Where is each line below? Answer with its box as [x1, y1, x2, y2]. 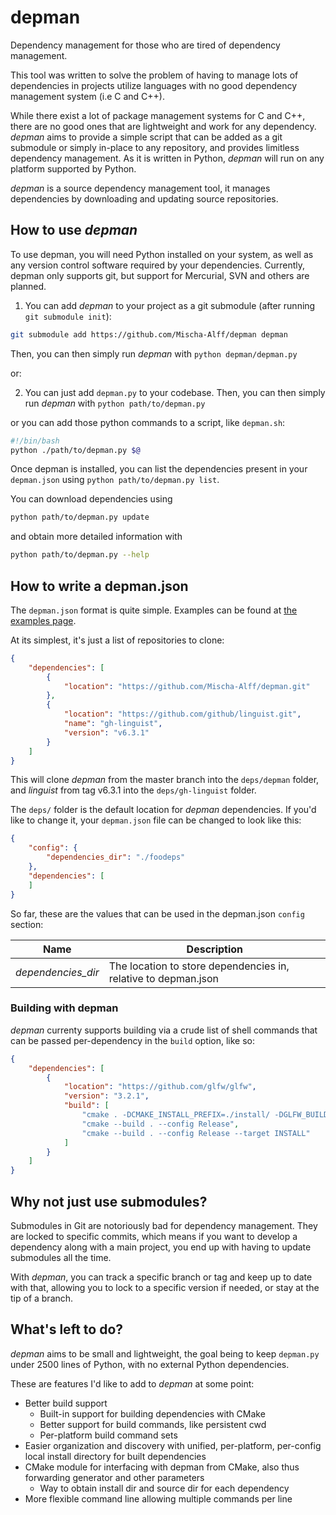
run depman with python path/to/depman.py [24, 397, 206, 409]
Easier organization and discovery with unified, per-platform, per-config [24, 1439, 322, 1451]
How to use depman [10, 222, 138, 239]
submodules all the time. [10, 1252, 112, 1264]
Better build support [24, 1397, 108, 1409]
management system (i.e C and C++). [10, 90, 166, 102]
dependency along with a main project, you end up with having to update [10, 1241, 312, 1253]
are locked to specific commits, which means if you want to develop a [10, 1231, 298, 1243]
